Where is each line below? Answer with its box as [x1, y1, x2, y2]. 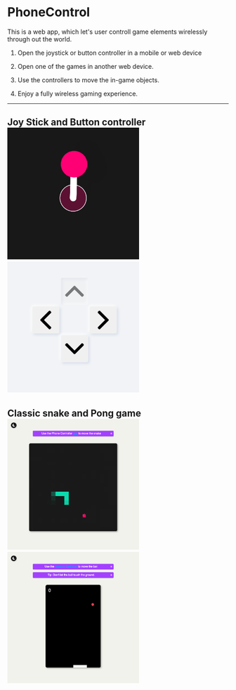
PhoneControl [7, 4, 90, 20]
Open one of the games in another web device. [17, 62, 155, 70]
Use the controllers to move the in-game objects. [17, 75, 159, 84]
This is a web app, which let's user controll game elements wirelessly [7, 27, 208, 36]
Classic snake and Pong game [7, 407, 142, 419]
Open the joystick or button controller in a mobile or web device [17, 48, 202, 57]
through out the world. [7, 34, 72, 43]
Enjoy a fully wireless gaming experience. [17, 89, 138, 98]
